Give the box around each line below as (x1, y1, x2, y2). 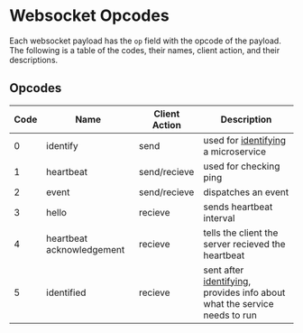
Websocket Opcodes (9, 5, 170, 26)
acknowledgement (46, 243, 125, 255)
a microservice (203, 145, 267, 158)
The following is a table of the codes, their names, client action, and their (9, 44, 280, 55)
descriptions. (9, 54, 59, 65)
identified (46, 286, 87, 299)
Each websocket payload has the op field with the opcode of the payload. (9, 35, 281, 46)
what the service (203, 297, 274, 310)
